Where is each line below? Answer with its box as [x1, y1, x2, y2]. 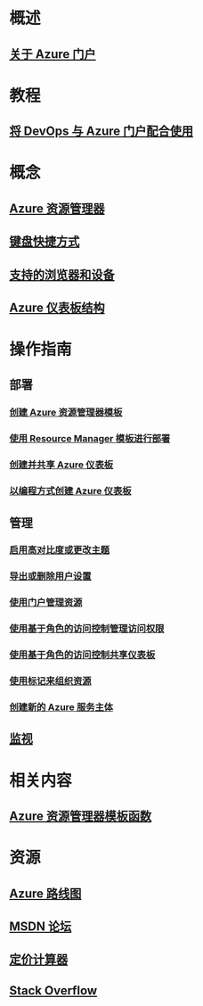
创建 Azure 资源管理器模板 [9, 407, 123, 419]
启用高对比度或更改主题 [9, 544, 110, 557]
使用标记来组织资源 [9, 675, 92, 688]
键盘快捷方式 [9, 234, 80, 250]
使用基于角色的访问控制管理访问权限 [9, 623, 165, 635]
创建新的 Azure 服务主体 [9, 701, 114, 713]
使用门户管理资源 [9, 597, 83, 609]
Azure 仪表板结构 [9, 300, 105, 315]
